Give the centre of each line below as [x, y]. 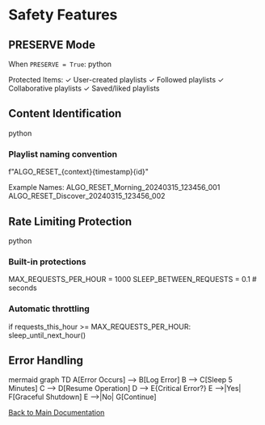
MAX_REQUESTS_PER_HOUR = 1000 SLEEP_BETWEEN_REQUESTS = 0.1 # [132, 280]
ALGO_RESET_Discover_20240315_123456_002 [87, 196]
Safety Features [63, 15]
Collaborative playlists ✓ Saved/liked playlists [84, 88]
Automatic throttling [49, 309]
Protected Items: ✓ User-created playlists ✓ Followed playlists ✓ [116, 80]
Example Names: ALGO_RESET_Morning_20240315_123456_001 [114, 187]
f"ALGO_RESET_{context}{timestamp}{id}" [79, 172]
